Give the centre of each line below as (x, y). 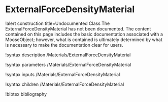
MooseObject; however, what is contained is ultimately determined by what (84, 40)
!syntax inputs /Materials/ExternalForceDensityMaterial (63, 74)
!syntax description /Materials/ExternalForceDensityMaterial (68, 55)
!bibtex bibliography (26, 94)
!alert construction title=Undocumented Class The (58, 23)
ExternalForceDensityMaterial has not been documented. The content (78, 28)
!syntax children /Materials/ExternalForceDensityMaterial (65, 84)
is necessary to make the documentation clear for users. (64, 45)
